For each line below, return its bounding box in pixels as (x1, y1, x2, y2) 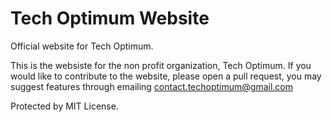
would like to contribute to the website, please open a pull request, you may (10, 70, 322, 82)
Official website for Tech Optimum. (10, 40, 154, 52)
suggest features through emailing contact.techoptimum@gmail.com (10, 80, 293, 92)
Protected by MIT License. (10, 100, 119, 112)
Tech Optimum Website (10, 7, 210, 30)
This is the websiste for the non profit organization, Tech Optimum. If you (10, 59, 312, 71)
